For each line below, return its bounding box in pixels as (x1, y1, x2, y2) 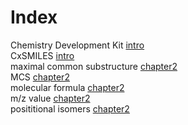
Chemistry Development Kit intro (10, 39, 145, 51)
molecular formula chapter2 (10, 81, 125, 93)
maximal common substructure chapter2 (10, 60, 178, 72)
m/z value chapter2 (10, 92, 91, 104)
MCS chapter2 (10, 71, 70, 83)
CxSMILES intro (10, 49, 75, 61)
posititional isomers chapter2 (10, 102, 130, 115)
